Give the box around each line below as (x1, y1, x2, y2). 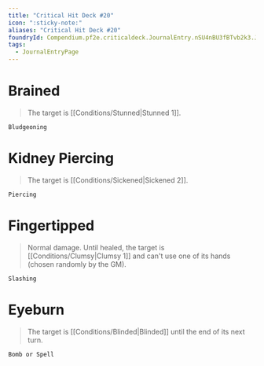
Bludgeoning (8, 123, 47, 131)
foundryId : (8, 33, 44, 42)
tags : (8, 41, 26, 49)
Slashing (8, 275, 37, 283)
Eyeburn (8, 301, 65, 319)
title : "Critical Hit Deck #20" (8, 11, 114, 20)
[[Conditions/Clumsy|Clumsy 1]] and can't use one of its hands (27, 251, 231, 261)
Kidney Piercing (8, 150, 114, 168)
